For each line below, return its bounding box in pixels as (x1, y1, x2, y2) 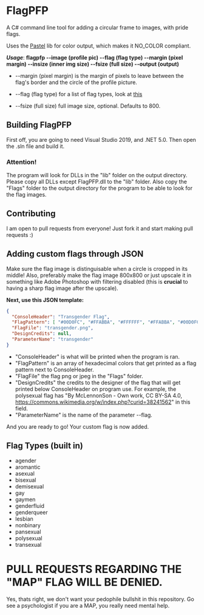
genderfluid (15, 502, 44, 509)
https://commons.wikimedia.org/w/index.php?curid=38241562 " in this (15, 398, 191, 406)
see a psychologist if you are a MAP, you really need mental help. (6, 602, 170, 609)
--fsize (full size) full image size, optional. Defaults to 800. (15, 102, 161, 110)
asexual (15, 469, 35, 477)
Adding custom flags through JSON (6, 249, 144, 259)
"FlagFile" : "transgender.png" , (12, 325, 94, 331)
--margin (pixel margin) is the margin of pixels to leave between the (15, 72, 184, 79)
